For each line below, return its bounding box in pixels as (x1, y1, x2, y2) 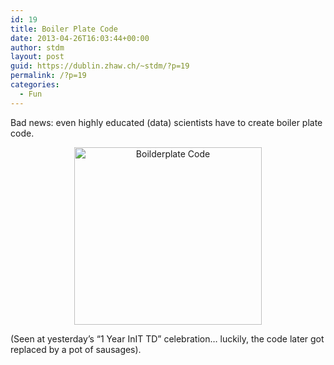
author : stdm (10, 42, 65, 53)
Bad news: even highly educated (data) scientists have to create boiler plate (10, 116, 323, 128)
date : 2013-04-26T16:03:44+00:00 (10, 33, 150, 43)
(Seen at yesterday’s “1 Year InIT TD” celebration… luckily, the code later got (10, 332, 325, 345)
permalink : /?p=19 (10, 71, 87, 81)
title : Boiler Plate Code (10, 24, 118, 34)
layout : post (10, 52, 65, 62)
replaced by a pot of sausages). (10, 343, 142, 355)
